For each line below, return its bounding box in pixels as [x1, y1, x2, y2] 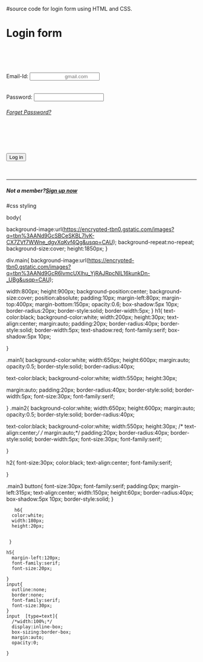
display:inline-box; [11, 624, 63, 630]
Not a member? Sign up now [6, 187, 78, 194]
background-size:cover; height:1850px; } [6, 245, 108, 252]
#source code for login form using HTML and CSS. [6, 5, 132, 12]
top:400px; [6, 301, 34, 308]
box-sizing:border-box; [11, 629, 71, 635]
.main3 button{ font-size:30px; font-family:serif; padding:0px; [6, 483, 160, 490]
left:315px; [6, 489, 32, 496]
